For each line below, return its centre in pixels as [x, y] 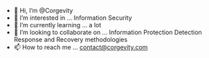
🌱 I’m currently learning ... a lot [57, 25]
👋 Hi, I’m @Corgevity [43, 11]
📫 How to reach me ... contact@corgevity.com [81, 47]
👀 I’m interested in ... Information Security [73, 18]
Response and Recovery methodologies [71, 40]
